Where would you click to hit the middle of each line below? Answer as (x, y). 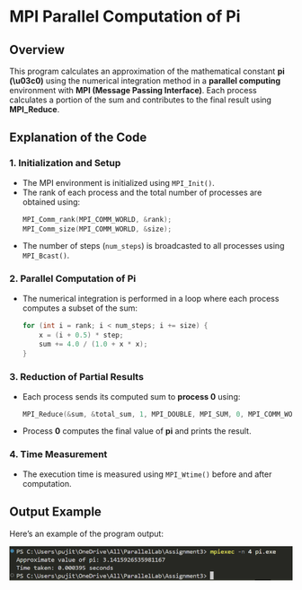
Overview (37, 50)
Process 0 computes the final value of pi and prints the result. (137, 431)
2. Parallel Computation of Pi (73, 278)
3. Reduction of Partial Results (76, 377)
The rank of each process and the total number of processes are (142, 192)
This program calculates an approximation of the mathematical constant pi (147, 71)
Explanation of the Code (78, 138)
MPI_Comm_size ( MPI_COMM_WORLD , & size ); (97, 229)
